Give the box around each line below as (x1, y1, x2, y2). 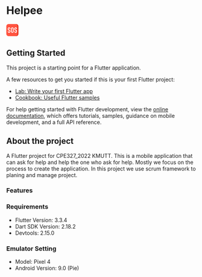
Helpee (6, 4, 43, 18)
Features (6, 186, 33, 195)
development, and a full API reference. (6, 119, 102, 126)
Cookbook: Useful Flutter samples (14, 94, 100, 101)
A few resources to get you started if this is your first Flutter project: (6, 76, 175, 83)
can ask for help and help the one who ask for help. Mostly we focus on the (6, 158, 194, 166)
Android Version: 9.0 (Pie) (14, 264, 80, 272)
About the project (6, 136, 74, 146)
